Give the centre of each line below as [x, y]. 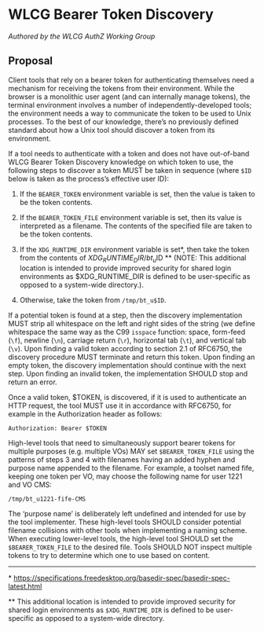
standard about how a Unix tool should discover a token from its [112, 130]
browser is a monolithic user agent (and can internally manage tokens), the [129, 97]
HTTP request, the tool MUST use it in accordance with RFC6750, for [120, 405]
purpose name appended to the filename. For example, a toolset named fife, [131, 468]
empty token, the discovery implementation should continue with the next [127, 365]
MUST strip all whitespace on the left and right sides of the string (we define [132, 323]
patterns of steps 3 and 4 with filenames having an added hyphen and [122, 459]
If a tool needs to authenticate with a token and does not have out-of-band [129, 153]
